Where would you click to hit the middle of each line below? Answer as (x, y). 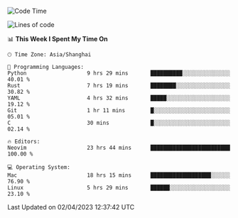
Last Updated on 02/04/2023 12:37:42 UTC (71, 207)
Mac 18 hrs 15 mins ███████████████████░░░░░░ (119, 175)
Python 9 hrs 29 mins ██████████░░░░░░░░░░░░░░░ (119, 73)
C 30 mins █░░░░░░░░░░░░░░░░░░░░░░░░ (119, 123)
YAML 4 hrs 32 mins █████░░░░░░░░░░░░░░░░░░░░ (119, 98)
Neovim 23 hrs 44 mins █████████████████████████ (119, 148)
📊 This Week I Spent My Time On (58, 39)
